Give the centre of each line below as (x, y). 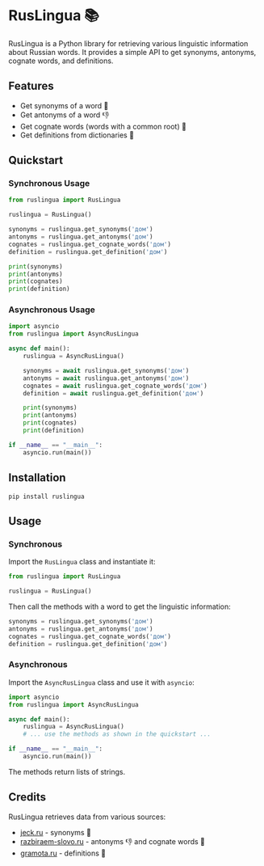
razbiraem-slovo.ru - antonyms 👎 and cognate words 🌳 (113, 841)
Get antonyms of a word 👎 (65, 115)
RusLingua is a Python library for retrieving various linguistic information (128, 43)
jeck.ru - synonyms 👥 (55, 832)
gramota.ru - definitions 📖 (63, 853)
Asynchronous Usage (52, 310)
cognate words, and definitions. (61, 61)
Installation (37, 478)
